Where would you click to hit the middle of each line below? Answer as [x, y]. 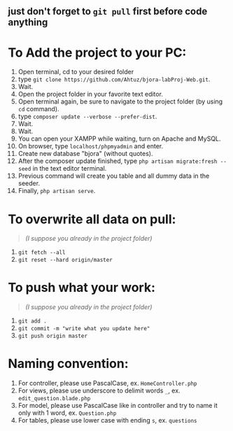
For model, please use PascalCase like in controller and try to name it [118, 406]
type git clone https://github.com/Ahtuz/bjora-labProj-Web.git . [114, 79]
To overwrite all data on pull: [92, 219]
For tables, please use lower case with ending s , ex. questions [107, 421]
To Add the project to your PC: [97, 52]
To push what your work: [82, 288]
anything [28, 23]
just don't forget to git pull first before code [108, 12]
